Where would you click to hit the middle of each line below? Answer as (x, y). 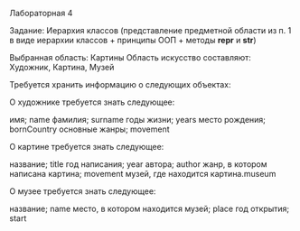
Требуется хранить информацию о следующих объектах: (120, 84)
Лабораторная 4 (41, 13)
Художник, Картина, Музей (62, 67)
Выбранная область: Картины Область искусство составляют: (130, 57)
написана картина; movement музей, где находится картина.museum (143, 174)
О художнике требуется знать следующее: (92, 102)
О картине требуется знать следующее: (87, 147)
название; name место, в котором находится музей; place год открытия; (150, 208)
